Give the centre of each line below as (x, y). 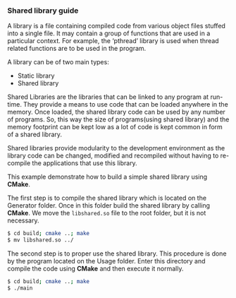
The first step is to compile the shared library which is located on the (107, 198)
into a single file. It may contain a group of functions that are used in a (109, 33)
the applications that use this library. (85, 163)
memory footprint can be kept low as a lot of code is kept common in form (115, 127)
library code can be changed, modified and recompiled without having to (113, 156)
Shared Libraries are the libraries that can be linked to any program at (108, 97)
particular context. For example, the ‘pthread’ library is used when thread (113, 41)
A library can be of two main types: (58, 62)
